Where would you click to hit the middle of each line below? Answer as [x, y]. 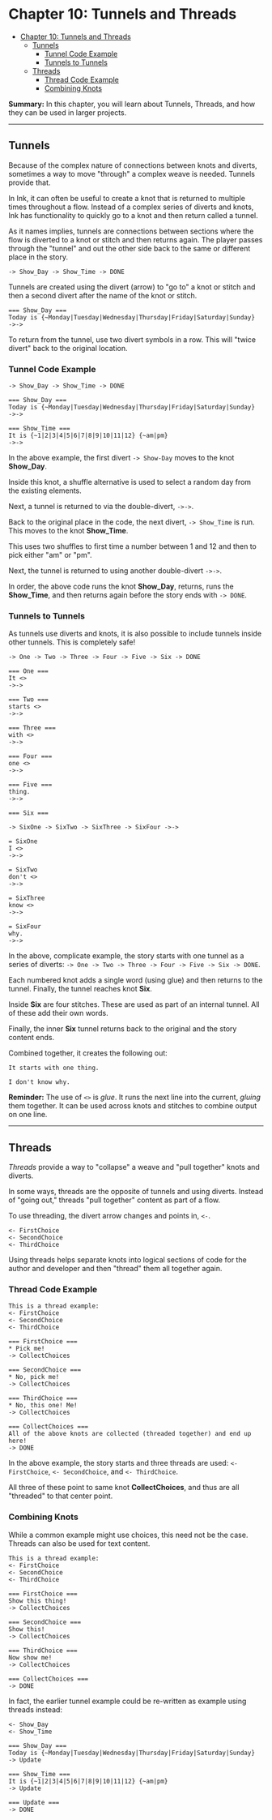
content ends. [32, 1038]
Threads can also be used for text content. [79, 1543]
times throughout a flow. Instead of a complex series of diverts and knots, [131, 207]
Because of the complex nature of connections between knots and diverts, [133, 165]
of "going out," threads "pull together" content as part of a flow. [115, 1200]
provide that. [30, 182]
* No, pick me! [34, 1377]
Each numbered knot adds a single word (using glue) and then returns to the [136, 980]
